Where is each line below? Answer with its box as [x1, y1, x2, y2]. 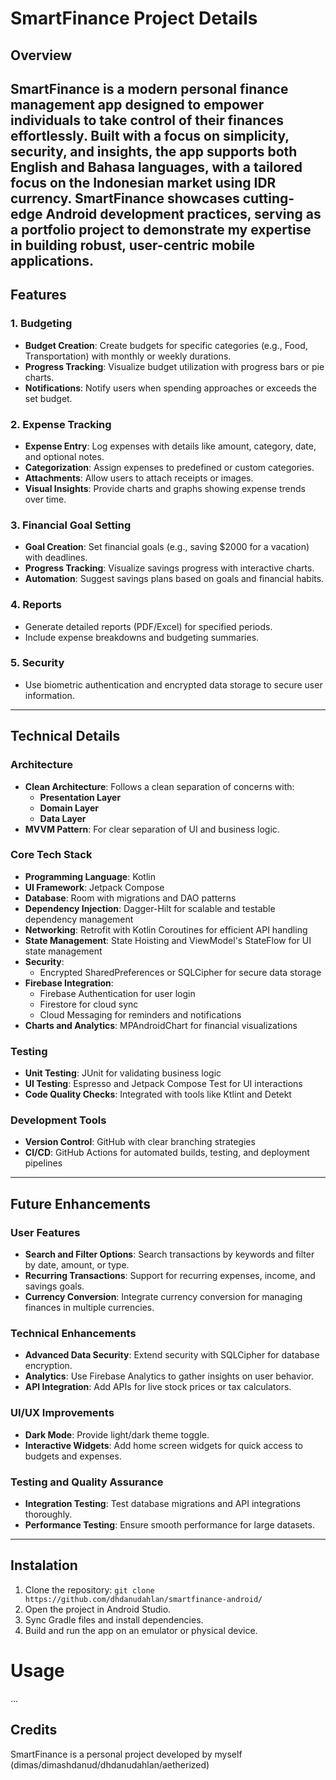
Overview [10, 47, 73, 64]
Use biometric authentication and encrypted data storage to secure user [24, 678, 323, 691]
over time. [24, 493, 67, 505]
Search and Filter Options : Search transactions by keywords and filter [24, 1248, 315, 1261]
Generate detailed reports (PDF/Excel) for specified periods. [24, 620, 273, 632]
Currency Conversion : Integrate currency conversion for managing [24, 1291, 303, 1303]
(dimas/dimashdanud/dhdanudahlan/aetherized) [10, 1758, 210, 1771]
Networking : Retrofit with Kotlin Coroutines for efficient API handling [24, 923, 308, 936]
